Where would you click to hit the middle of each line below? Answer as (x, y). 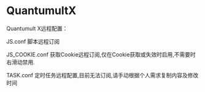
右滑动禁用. (21, 62)
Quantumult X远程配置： (37, 28)
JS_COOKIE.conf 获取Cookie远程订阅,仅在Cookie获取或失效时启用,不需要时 (101, 54)
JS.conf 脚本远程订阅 (33, 41)
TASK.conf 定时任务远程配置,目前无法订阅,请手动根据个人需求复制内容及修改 (102, 75)
